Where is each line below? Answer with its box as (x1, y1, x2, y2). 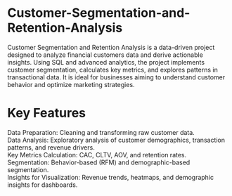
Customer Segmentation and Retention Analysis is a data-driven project (7, 43, 215, 51)
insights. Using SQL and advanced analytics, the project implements (7, 58, 205, 66)
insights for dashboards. (7, 181, 78, 189)
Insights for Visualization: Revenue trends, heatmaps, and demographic (7, 173, 214, 181)
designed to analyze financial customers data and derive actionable (7, 51, 204, 59)
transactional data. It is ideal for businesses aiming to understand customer (7, 72, 226, 81)
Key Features (7, 105, 86, 121)
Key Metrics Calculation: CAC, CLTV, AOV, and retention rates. (7, 150, 187, 159)
